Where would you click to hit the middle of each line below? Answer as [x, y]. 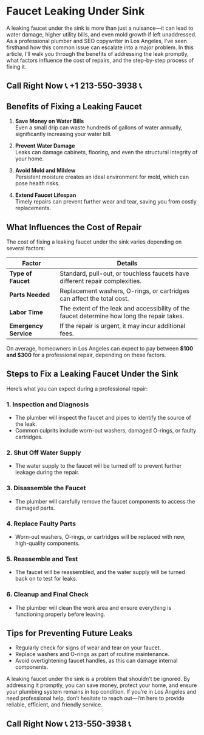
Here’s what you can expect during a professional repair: [77, 388]
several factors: [26, 248]
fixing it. [16, 67]
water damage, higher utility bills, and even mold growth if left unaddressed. [101, 34]
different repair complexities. [101, 281]
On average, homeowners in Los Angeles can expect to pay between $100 [100, 348]
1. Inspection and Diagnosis [48, 404]
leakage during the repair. [47, 473]
